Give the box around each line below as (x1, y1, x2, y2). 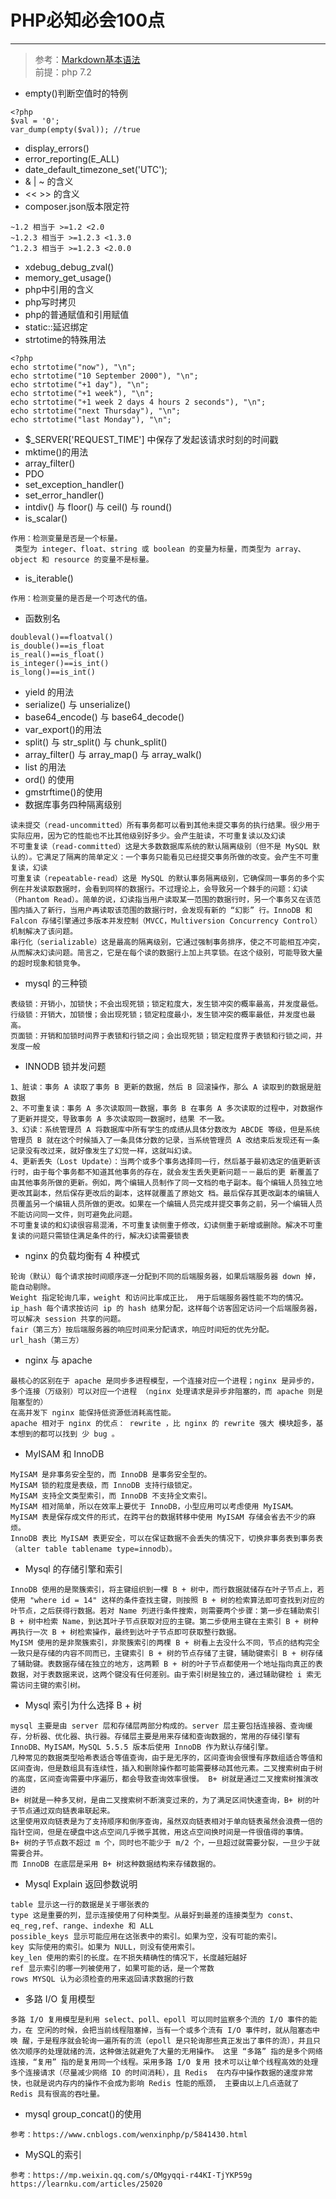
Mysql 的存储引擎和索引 (24, 1562, 123, 1575)
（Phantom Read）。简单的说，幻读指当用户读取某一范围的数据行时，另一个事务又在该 (10, 894, 314, 905)
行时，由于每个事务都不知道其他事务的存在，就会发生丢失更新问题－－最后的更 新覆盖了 (10, 1167, 320, 1177)
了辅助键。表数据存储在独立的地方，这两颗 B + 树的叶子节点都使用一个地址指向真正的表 (10, 1659, 323, 1669)
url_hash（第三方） (10, 1335, 84, 1345)
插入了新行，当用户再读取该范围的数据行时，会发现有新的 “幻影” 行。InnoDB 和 (24, 905, 313, 915)
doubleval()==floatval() (10, 632, 114, 642)
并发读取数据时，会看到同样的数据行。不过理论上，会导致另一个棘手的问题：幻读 (24, 884, 308, 894)
